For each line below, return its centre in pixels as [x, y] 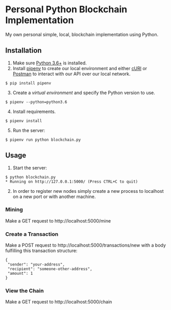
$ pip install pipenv [28, 83]
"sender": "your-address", [36, 264]
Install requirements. [34, 112]
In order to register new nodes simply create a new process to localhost [88, 191]
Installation [23, 50]
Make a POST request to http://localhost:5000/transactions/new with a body [86, 245]
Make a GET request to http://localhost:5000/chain [59, 302]
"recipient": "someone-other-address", [50, 269]
